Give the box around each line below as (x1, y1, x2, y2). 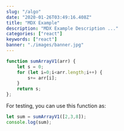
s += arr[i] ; (27, 75, 58, 81)
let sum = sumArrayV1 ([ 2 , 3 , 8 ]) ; (6, 114, 86, 120)
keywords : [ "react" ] (6, 36, 58, 42)
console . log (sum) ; (6, 119, 52, 125)
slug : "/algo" (6, 8, 42, 15)
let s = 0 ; (17, 64, 44, 70)
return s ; (17, 86, 42, 92)
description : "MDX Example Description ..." (6, 25, 119, 32)
